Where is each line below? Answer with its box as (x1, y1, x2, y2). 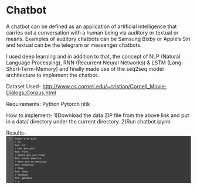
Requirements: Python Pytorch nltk (6, 100, 90, 107)
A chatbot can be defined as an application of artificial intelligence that (6, 23, 177, 30)
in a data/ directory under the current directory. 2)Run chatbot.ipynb (6, 118, 171, 125)
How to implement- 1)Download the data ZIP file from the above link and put (6, 112, 189, 119)
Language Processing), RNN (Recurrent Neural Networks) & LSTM (6, 59, 166, 66)
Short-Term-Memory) (6, 65, 59, 72)
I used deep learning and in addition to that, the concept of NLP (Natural (6, 53, 181, 60)
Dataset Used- (6, 83, 42, 90)
